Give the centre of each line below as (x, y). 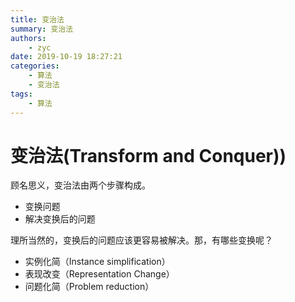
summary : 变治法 (42, 29)
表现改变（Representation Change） (99, 274)
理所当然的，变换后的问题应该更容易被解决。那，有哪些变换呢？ (141, 240)
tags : (21, 94)
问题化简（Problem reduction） (89, 287)
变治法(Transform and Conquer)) (148, 155)
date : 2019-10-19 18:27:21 (66, 57)
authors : (28, 38)
